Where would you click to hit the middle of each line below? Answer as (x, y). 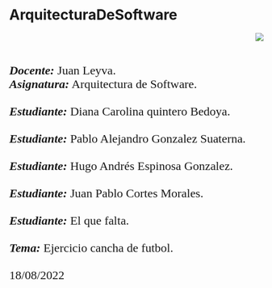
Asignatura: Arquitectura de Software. (103, 84)
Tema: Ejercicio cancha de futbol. (91, 248)
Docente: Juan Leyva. (63, 70)
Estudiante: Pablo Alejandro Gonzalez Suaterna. (128, 138)
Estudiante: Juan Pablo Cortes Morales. (107, 193)
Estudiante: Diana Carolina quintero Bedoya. (120, 111)
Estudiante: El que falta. (69, 220)
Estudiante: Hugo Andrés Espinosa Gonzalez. (121, 166)
